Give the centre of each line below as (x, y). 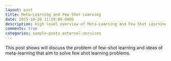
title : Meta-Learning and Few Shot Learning (53, 15)
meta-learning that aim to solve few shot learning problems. (68, 53)
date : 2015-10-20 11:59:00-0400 (39, 19)
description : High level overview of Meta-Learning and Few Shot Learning (86, 24)
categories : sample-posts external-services (53, 33)
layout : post (19, 10)
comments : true (21, 29)
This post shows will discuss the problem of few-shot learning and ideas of (84, 48)
